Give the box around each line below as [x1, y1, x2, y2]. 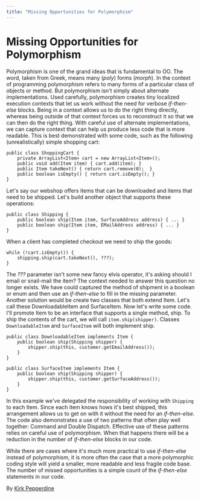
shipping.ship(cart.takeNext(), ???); [17, 255, 115, 261]
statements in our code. [6, 473, 65, 480]
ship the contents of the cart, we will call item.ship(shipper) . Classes [6, 315, 180, 323]
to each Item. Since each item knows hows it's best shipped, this [6, 403, 168, 410]
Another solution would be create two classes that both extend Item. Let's [6, 296, 190, 304]
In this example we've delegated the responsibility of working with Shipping [6, 397, 194, 404]
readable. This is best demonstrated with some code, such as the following [6, 132, 193, 139]
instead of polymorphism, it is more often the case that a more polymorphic [6, 453, 194, 461]
